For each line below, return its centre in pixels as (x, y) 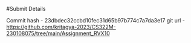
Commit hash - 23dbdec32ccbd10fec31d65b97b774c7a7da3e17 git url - (96, 20)
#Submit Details (26, 9)
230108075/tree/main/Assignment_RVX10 (58, 33)
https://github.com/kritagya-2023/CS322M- (61, 27)
